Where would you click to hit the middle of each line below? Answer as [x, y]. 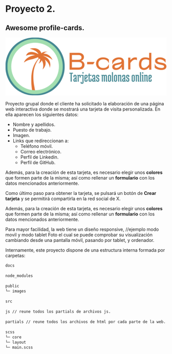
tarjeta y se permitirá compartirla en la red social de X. [63, 199]
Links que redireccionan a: [41, 141]
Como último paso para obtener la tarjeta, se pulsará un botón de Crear [81, 193]
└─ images [16, 291]
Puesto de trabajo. [32, 130]
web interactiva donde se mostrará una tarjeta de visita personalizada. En [83, 109]
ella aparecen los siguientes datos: [42, 115]
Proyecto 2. [30, 9]
